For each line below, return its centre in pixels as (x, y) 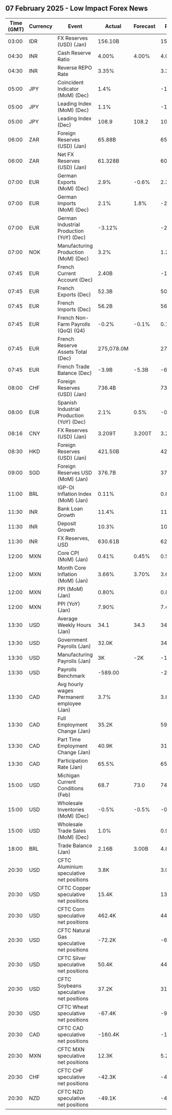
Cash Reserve (74, 52)
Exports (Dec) (74, 294)
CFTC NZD (70, 1091)
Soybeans (69, 985)
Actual (113, 26)
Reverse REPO (74, 67)
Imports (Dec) (74, 309)
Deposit (67, 523)
